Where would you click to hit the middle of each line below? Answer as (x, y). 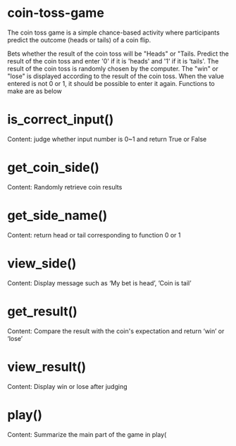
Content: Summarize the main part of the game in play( (87, 434)
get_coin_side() (54, 168)
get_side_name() (57, 216)
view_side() (42, 263)
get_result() (42, 311)
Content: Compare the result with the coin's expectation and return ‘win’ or (116, 331)
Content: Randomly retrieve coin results (65, 187)
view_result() (47, 367)
